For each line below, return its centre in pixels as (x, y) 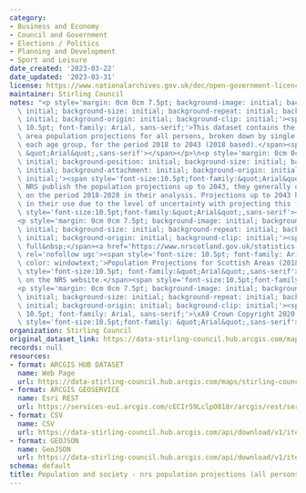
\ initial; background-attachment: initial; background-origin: (142, 170)
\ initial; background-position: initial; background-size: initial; (152, 161)
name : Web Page (46, 373)
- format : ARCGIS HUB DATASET (67, 365)
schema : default (40, 466)
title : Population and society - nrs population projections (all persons (154, 475)
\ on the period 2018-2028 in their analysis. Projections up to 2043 (154, 196)
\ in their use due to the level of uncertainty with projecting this (154, 204)
